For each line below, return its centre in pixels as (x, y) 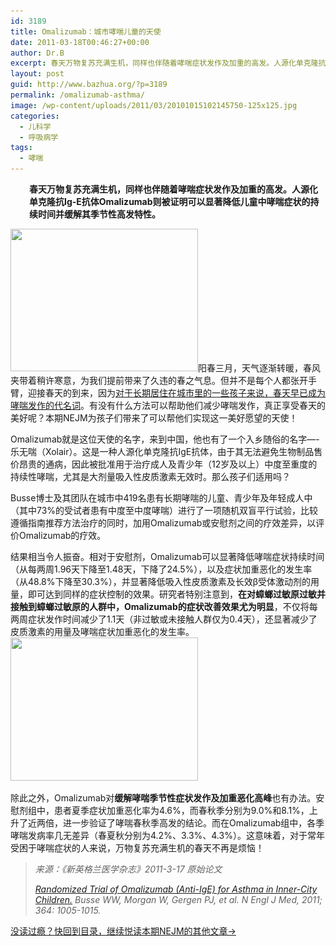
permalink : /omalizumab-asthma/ (77, 95)
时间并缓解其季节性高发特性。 (99, 214)
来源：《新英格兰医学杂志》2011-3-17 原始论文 (128, 869)
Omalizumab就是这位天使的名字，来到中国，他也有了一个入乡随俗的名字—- (165, 439)
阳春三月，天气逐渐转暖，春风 (259, 368)
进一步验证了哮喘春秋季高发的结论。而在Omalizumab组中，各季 (193, 823)
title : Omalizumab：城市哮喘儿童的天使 (86, 31)
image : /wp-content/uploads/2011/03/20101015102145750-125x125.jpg (154, 105)
